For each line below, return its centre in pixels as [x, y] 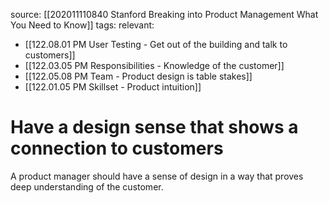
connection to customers [117, 148]
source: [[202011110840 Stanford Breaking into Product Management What [164, 14]
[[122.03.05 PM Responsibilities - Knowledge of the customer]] [154, 65]
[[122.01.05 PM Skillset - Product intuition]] [113, 87]
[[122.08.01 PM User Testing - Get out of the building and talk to [156, 44]
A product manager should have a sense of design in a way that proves [157, 176]
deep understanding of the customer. [87, 186]
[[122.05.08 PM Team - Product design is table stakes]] [138, 76]
